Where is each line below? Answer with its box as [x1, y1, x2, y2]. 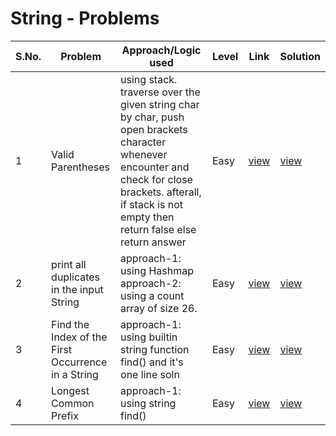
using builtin [120, 330, 178, 344]
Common [51, 396, 95, 410]
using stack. [120, 72, 178, 86]
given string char [120, 97, 200, 111]
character [120, 135, 167, 149]
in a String [51, 367, 99, 381]
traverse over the [120, 85, 201, 99]
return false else [120, 222, 197, 236]
